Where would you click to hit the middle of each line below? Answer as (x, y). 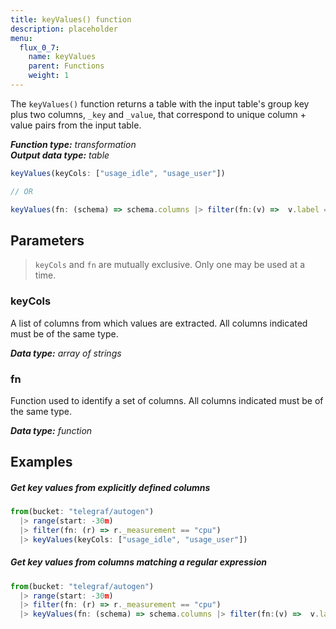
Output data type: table (60, 155)
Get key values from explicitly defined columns (110, 487)
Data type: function (51, 430)
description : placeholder (64, 29)
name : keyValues (62, 57)
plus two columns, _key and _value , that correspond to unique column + (158, 114)
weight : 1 (49, 76)
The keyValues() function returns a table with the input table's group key (160, 103)
